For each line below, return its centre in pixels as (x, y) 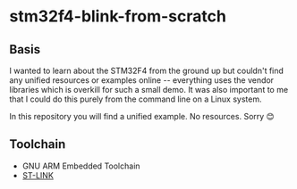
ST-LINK (38, 175)
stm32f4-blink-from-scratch (118, 16)
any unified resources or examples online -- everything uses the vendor (142, 80)
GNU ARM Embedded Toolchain (81, 166)
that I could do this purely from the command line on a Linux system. (136, 99)
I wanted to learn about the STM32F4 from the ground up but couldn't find (147, 70)
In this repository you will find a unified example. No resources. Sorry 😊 (142, 116)
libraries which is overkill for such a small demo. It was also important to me (149, 90)
